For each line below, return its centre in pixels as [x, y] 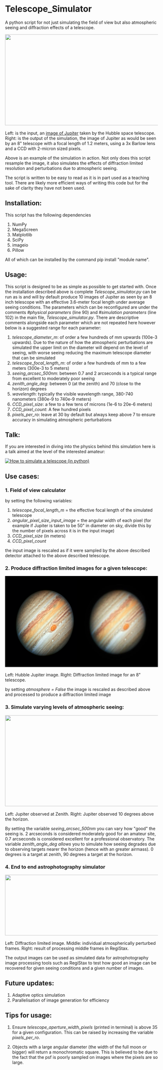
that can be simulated [34, 358]
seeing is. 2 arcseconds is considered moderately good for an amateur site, [81, 834]
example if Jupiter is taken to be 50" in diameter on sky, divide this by [82, 526]
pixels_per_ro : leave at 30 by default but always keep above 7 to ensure [84, 414]
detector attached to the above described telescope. [58, 556]
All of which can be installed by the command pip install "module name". [77, 259]
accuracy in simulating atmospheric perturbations [62, 420]
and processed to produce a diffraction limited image [58, 694]
